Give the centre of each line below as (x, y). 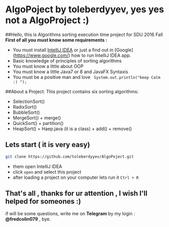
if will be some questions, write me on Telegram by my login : (70, 214)
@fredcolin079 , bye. (28, 219)
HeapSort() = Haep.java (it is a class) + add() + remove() (72, 129)
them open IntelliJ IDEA (37, 166)
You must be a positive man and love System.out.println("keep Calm (87, 77)
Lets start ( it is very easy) (48, 145)
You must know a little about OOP (48, 66)
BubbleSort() (26, 112)
